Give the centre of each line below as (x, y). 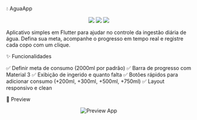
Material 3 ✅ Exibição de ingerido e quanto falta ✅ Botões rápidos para (92, 75)
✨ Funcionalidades (29, 56)
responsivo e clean (29, 88)
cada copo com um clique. (38, 45)
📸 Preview (18, 99)
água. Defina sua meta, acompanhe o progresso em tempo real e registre (95, 39)
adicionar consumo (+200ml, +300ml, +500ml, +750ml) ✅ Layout (85, 81)
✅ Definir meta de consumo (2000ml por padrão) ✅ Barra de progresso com (99, 68)
